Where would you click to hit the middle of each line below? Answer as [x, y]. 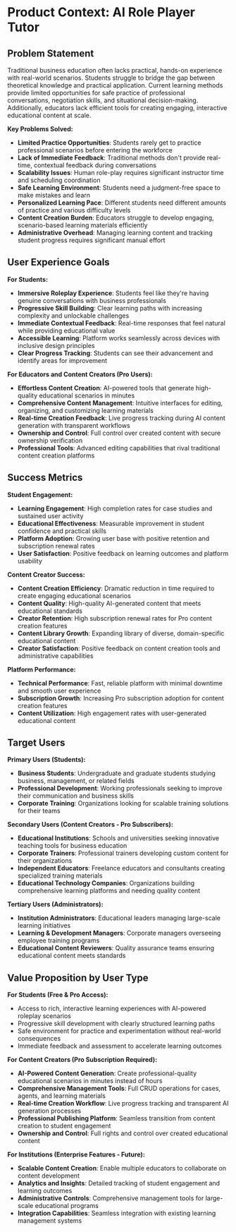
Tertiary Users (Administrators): [55, 904]
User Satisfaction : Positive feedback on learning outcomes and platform [123, 553]
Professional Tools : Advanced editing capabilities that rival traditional [119, 448]
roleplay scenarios [44, 1016]
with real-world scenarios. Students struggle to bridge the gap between [111, 78]
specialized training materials [60, 875]
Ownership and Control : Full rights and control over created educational [123, 1133]
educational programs [67, 1206]
